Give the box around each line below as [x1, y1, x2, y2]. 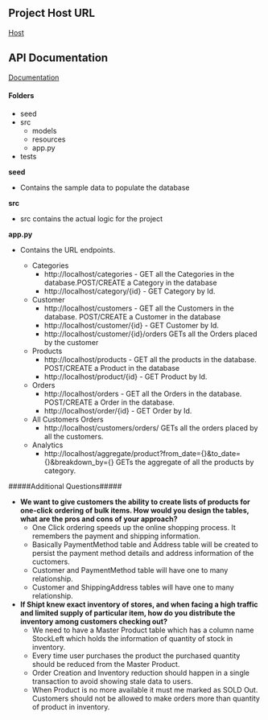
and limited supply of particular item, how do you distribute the [19, 607, 236, 618]
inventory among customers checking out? [19, 616, 167, 626]
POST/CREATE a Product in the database [43, 363, 179, 372]
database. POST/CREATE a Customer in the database [43, 311, 221, 321]
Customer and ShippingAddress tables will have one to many [31, 582, 235, 592]
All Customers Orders [31, 414, 104, 424]
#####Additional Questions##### [8, 481, 122, 491]
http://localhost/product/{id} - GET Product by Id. [43, 372, 208, 381]
